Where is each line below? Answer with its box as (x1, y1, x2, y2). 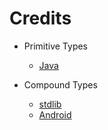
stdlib (38, 98, 62, 110)
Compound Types (23, 78, 98, 91)
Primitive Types (23, 40, 89, 52)
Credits (9, 7, 72, 30)
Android (38, 108, 72, 121)
